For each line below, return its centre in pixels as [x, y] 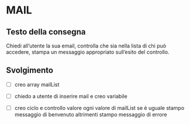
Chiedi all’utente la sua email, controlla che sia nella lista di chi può [86, 46]
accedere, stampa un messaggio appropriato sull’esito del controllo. [88, 52]
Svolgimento [30, 70]
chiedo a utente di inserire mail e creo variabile [71, 96]
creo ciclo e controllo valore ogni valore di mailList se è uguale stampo [99, 108]
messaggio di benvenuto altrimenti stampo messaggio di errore [91, 114]
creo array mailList [37, 84]
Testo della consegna [46, 32]
